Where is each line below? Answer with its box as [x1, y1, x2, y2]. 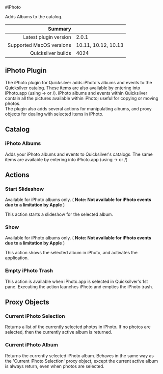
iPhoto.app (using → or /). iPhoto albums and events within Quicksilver [5, 90, 148, 96]
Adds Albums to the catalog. [5, 14, 63, 19]
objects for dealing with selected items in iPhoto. [5, 111, 104, 117]
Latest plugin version [23, 34, 71, 40]
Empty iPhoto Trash [5, 267, 53, 274]
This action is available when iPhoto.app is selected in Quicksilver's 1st [5, 278, 148, 284]
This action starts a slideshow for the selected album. [5, 211, 113, 217]
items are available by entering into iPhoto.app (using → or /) [5, 156, 128, 162]
